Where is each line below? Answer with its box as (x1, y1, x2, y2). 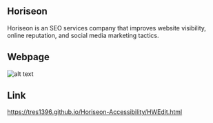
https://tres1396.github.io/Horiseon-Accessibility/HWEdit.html (7, 108, 183, 116)
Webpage (7, 51, 50, 63)
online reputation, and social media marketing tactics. (7, 31, 159, 39)
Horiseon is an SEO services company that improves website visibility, (7, 23, 207, 32)
